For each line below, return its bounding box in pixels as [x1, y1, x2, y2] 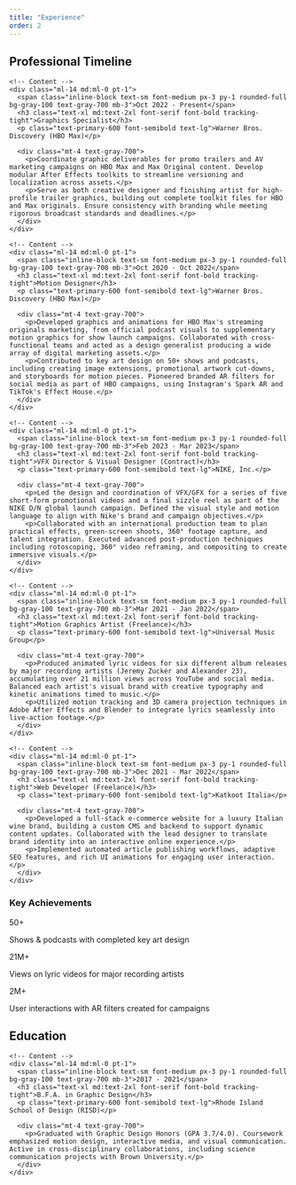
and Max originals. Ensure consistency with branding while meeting [9, 201, 268, 211]
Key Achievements [9, 897, 92, 909]
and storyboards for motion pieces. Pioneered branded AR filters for [9, 372, 276, 381]
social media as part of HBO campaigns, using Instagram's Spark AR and [9, 380, 284, 389]
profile [9, 194, 38, 203]
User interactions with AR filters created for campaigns [9, 1002, 210, 1013]
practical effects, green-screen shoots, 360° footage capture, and [9, 527, 268, 536]
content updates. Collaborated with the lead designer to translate [9, 830, 268, 838]
